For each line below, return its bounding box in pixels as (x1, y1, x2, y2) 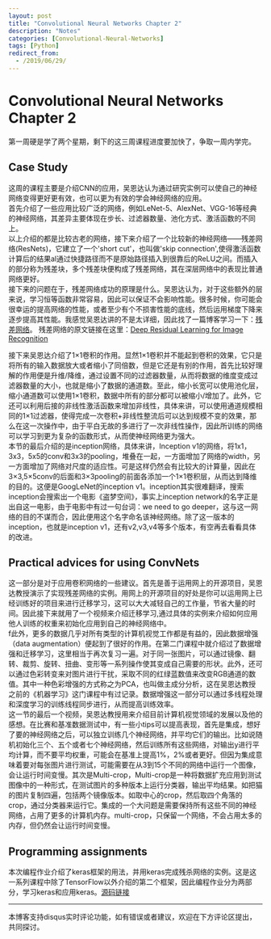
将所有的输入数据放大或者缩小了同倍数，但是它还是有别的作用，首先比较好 (8, 360, 256, 370)
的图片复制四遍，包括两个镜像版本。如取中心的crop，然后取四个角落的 (8, 790, 244, 800)
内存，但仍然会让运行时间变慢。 (8, 821, 115, 831)
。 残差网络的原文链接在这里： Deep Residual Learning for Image (29, 324, 244, 334)
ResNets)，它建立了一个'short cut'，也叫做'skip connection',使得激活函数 (18, 243, 261, 253)
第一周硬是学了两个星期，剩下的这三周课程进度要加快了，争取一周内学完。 (8, 137, 256, 146)
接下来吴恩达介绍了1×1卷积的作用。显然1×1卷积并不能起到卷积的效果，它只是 (8, 350, 263, 360)
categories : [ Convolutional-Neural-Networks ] (8, 34, 164, 43)
